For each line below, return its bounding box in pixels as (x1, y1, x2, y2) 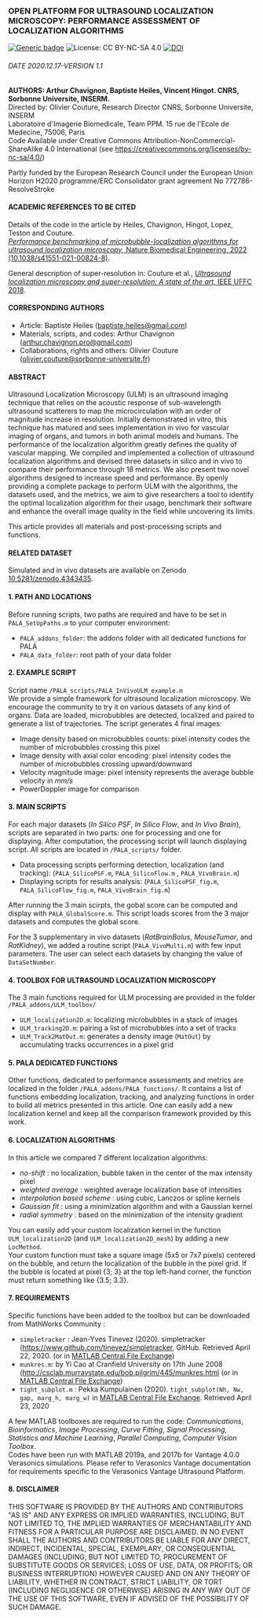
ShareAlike (8, 144, 43, 153)
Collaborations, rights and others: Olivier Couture (19, 345, 179, 355)
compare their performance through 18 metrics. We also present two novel (8, 465, 250, 474)
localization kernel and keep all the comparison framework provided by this (8, 1109, 252, 1119)
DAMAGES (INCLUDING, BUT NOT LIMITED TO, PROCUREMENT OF (8, 1552, 228, 1561)
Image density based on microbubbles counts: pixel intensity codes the (19, 734, 250, 743)
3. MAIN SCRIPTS (8, 802, 67, 812)
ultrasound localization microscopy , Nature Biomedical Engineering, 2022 (8, 245, 247, 254)
